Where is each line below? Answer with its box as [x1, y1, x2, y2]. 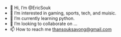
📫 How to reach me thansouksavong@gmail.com [9, 26, 112, 32]
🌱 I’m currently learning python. [9, 15, 75, 21]
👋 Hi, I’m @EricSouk [9, 5, 51, 10]
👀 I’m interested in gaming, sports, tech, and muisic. [9, 10, 117, 16]
